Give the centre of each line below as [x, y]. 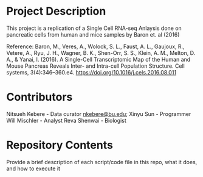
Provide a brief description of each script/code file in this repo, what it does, [102, 162]
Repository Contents [60, 145]
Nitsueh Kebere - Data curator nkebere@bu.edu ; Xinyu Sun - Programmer [99, 114]
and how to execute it [33, 168]
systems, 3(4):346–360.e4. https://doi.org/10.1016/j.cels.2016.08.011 [91, 72]
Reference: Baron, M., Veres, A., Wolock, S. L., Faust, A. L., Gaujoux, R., [95, 46]
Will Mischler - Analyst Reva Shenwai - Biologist [66, 120]
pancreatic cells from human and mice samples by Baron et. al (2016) [93, 34]
